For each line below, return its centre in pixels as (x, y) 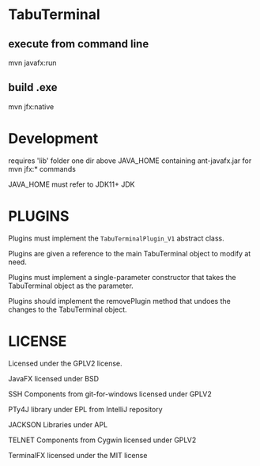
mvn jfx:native (31, 106)
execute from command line (79, 44)
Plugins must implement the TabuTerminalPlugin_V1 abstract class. (116, 238)
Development (53, 138)
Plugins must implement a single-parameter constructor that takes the (122, 277)
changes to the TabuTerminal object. (68, 309)
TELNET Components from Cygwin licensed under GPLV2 (102, 440)
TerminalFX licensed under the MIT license (78, 455)
